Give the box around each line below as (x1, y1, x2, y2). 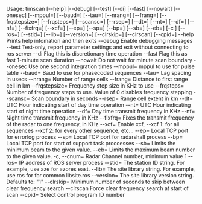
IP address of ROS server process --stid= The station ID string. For (19, 159, 185, 166)
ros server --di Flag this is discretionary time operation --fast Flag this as (6, 50, 188, 57)
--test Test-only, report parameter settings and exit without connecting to (6, 43, 189, 51)
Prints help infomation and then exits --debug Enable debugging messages (6, 37, 193, 44)
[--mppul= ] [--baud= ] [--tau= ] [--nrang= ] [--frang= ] (28, 11, 159, 19)
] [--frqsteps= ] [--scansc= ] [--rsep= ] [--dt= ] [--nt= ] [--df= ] (37, 18, 187, 25)
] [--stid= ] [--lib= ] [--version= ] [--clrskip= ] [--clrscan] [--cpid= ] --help (17, 31, 194, 38)
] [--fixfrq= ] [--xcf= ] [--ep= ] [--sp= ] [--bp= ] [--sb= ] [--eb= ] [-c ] (14, 24, 177, 31)
